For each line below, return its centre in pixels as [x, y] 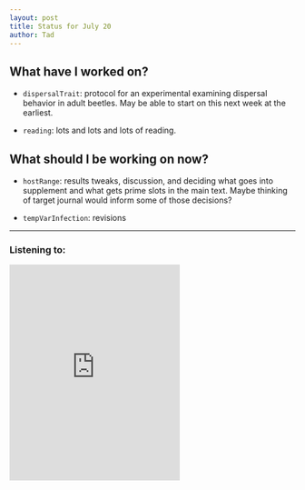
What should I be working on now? [109, 159]
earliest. [38, 113]
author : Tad [32, 35]
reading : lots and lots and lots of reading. [99, 130]
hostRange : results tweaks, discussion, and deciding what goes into [148, 181]
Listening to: [38, 249]
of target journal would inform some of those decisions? [127, 200]
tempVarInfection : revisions [74, 218]
